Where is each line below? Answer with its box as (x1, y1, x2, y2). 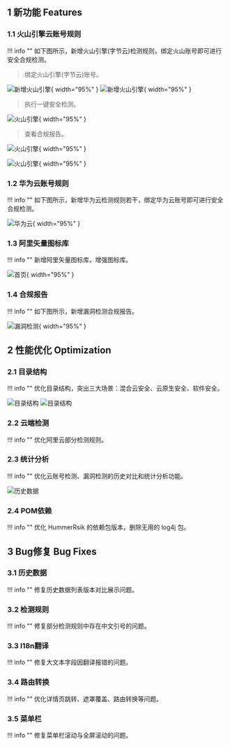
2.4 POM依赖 (7, 505, 52, 515)
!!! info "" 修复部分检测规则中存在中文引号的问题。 (7, 622, 151, 631)
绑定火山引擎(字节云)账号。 (24, 70, 103, 78)
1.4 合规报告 (7, 289, 48, 299)
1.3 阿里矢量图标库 (7, 238, 70, 248)
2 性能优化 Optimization (7, 344, 112, 356)
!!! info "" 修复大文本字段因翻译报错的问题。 (7, 658, 132, 666)
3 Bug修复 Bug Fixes (7, 545, 97, 557)
